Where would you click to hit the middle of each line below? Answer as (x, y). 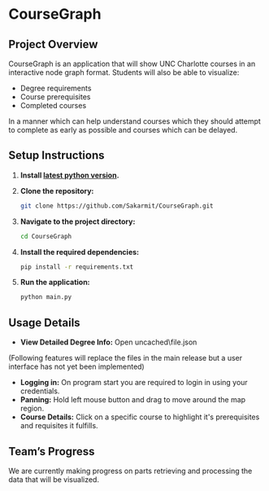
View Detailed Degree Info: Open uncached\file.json (108, 342)
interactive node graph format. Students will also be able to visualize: (124, 72)
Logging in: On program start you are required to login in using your (134, 383)
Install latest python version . (69, 175)
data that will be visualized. (54, 479)
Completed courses (53, 105)
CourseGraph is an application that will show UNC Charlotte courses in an (132, 64)
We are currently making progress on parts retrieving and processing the (130, 471)
